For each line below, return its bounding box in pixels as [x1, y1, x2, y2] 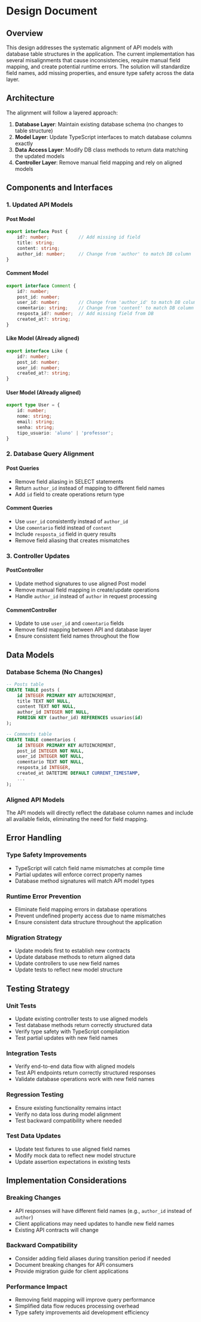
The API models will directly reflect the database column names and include [6, 809, 193, 816]
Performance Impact [6, 1282, 68, 1291]
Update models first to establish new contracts [14, 947, 130, 954]
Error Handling [6, 833, 62, 843]
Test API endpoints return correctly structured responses [14, 1069, 156, 1076]
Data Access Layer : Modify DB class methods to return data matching [14, 146, 188, 153]
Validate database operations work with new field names [14, 1076, 155, 1083]
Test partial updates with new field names [14, 1034, 118, 1041]
